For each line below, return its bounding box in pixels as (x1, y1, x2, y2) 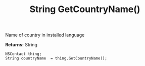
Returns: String (5, 42, 38, 48)
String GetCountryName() (29, 4, 140, 15)
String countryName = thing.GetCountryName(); (5, 56, 108, 61)
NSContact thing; (5, 51, 42, 56)
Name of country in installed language (5, 32, 85, 38)
